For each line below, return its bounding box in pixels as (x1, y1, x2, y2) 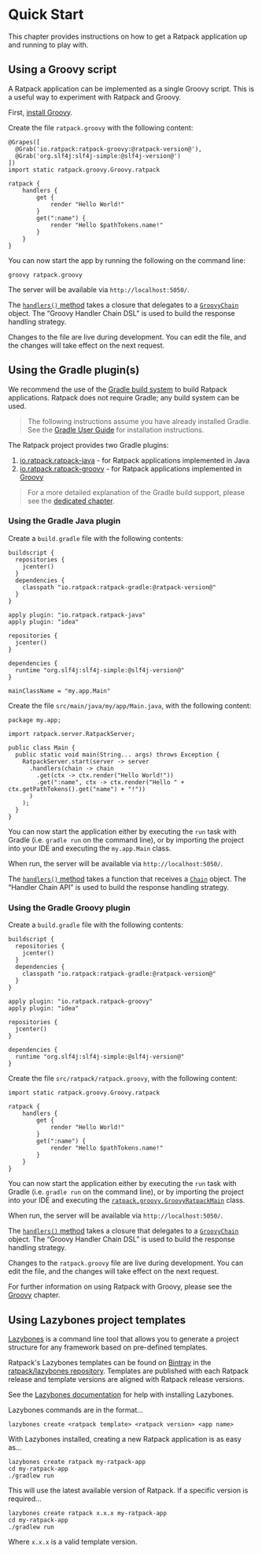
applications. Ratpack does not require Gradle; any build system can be (8, 392, 240, 402)
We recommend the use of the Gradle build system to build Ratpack (8, 385, 228, 394)
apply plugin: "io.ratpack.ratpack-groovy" (8, 997, 153, 1006)
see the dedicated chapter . (27, 496, 115, 505)
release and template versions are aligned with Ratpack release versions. (8, 1374, 245, 1383)
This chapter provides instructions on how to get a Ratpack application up (8, 32, 248, 41)
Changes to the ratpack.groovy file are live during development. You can (8, 1258, 244, 1268)
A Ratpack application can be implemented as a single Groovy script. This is (8, 84, 254, 93)
